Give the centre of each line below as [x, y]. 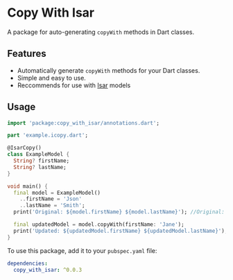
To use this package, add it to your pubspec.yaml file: [82, 250]
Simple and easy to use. [52, 78]
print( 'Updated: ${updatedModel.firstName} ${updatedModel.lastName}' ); [121, 231]
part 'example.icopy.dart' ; [48, 135]
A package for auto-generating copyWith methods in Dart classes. [101, 32]
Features [27, 54]
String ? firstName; [42, 161]
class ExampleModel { [38, 155]
